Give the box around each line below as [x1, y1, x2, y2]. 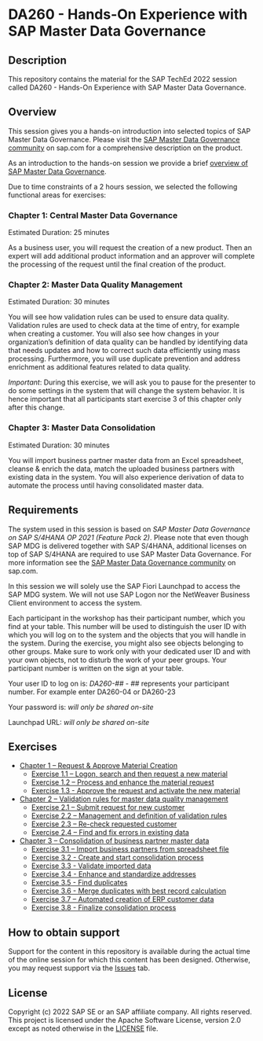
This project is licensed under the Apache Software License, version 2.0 [8, 1015, 242, 1024]
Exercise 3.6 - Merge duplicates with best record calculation [31, 886, 227, 896]
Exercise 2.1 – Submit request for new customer [31, 803, 185, 812]
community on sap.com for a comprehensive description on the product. [8, 143, 243, 153]
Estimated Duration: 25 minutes [8, 228, 110, 237]
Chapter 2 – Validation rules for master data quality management [19, 794, 229, 804]
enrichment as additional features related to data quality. [8, 362, 191, 372]
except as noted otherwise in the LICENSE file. [8, 1024, 159, 1033]
